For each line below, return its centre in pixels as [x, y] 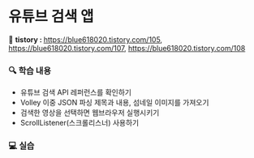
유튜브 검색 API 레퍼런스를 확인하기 [76, 92]
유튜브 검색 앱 [51, 17]
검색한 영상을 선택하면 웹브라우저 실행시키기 [90, 113]
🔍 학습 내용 [30, 70]
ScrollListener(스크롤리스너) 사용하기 [80, 123]
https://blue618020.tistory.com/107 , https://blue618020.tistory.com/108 [127, 48]
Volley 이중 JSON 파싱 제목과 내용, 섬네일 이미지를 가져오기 [114, 103]
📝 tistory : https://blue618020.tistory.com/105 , [86, 39]
